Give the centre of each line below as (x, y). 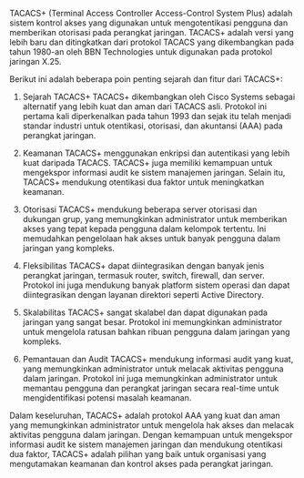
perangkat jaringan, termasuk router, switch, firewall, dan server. (144, 275)
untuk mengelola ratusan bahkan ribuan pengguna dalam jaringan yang (156, 332)
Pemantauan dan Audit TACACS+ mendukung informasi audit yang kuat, (158, 359)
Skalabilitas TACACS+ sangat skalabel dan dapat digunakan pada (145, 312)
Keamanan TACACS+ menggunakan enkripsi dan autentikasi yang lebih (156, 153)
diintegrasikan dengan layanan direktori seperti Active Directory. (143, 295)
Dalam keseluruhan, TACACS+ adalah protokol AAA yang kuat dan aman (145, 415)
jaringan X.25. (35, 61)
